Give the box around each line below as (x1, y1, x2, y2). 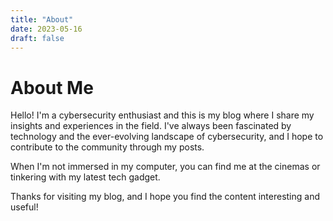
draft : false (10, 33, 65, 43)
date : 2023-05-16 (10, 24, 83, 34)
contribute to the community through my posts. (10, 141, 205, 153)
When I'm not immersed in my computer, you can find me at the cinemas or (10, 161, 321, 173)
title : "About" (10, 14, 74, 25)
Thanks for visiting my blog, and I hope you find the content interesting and (10, 191, 321, 203)
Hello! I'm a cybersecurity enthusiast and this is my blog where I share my (10, 109, 315, 121)
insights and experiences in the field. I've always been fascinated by (10, 120, 292, 132)
